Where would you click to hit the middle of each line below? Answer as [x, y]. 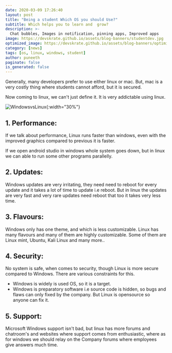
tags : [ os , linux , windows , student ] [46, 53]
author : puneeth [23, 58]
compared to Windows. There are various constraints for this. [70, 274]
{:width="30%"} [63, 107]
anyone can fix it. [31, 300]
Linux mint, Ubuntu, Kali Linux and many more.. [55, 240]
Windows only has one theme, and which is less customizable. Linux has [82, 229]
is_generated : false [27, 67]
